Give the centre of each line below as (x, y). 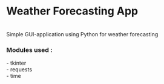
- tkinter (16, 63)
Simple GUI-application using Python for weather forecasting (82, 34)
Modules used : (29, 50)
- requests (19, 69)
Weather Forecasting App (72, 11)
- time (14, 76)
